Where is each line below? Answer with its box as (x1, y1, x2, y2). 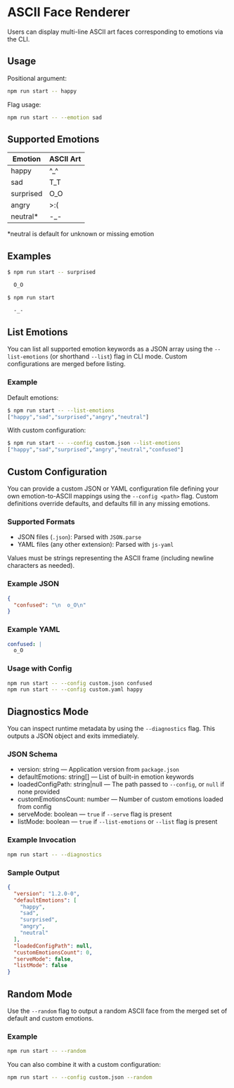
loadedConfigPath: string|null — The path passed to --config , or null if (17, 780, 225, 789)
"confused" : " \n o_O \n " (13, 602, 86, 609)
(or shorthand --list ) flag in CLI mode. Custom (50, 352, 188, 361)
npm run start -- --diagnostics (7, 851, 102, 858)
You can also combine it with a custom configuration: (7, 1061, 162, 1069)
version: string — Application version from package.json (17, 765, 180, 774)
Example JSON (7, 579, 60, 589)
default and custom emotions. (7, 1014, 94, 1023)
